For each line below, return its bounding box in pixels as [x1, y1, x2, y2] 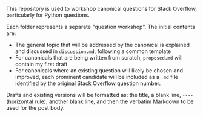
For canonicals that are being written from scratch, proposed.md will [15, 54, 183, 61]
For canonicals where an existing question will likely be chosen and [15, 67, 184, 74]
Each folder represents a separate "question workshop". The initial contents [6, 24, 195, 30]
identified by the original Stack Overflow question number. [15, 80, 161, 87]
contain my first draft [15, 60, 68, 68]
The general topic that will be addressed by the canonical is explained [15, 42, 190, 48]
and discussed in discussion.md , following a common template [15, 48, 171, 55]
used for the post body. [6, 104, 65, 111]
